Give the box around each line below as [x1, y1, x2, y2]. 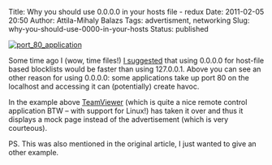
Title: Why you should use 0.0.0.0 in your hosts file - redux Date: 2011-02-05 [8, 7, 265, 16]
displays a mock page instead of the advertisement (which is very [8, 115, 229, 124]
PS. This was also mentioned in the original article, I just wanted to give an [8, 139, 257, 149]
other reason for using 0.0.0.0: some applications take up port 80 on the [8, 73, 249, 82]
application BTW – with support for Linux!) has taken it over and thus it [8, 106, 244, 115]
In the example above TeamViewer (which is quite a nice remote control [8, 98, 248, 106]
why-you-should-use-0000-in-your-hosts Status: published [8, 24, 209, 33]
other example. [8, 148, 59, 157]
